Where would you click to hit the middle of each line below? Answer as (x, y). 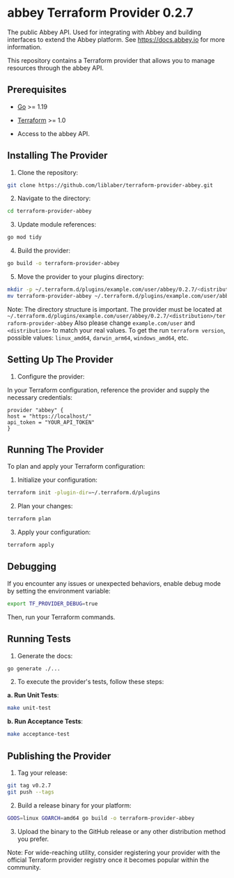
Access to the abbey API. (54, 133)
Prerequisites (37, 90)
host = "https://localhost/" (49, 416)
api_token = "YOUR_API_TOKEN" (51, 422)
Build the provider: (44, 251)
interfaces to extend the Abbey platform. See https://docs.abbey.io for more (116, 39)
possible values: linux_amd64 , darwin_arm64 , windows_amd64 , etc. (98, 338)
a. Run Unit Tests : (33, 695)
